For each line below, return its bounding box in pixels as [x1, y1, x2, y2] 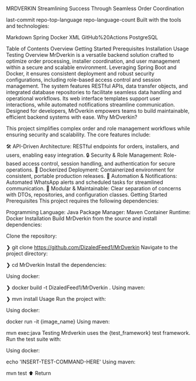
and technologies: [6, 23, 50, 29]
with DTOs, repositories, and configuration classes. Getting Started [6, 191, 168, 198]
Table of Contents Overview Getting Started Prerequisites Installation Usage [6, 45, 189, 52]
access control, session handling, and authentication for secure [22, 160, 176, 167]
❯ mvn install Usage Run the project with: [6, 296, 106, 302]
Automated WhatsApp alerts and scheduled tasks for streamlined [6, 179, 164, 186]
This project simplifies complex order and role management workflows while [6, 125, 190, 132]
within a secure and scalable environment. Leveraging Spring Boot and [6, 64, 177, 71]
